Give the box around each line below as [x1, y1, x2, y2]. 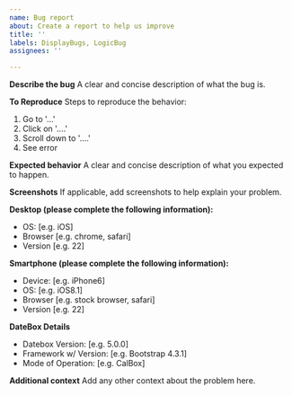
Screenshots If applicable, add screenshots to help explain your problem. [9, 187, 282, 197]
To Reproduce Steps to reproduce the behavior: [9, 96, 187, 108]
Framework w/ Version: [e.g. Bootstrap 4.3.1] [22, 348, 187, 359]
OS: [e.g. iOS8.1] [22, 285, 84, 296]
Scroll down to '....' [22, 133, 92, 144]
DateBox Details [9, 321, 70, 332]
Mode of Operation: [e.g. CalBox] [22, 358, 146, 369]
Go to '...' [22, 114, 56, 125]
